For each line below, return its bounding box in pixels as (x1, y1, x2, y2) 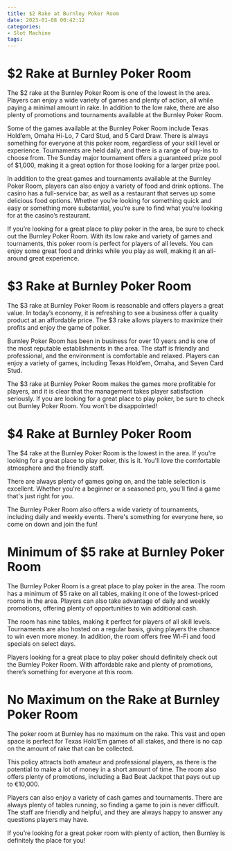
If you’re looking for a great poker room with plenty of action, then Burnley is (7, 829, 226, 837)
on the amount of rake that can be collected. (7, 744, 134, 753)
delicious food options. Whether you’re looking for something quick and (7, 197, 212, 205)
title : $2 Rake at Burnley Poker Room (7, 10, 119, 17)
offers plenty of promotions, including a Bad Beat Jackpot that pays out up (7, 772, 220, 780)
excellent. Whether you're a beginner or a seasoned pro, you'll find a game (7, 484, 221, 493)
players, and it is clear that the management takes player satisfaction (7, 387, 204, 395)
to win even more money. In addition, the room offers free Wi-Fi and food (7, 632, 216, 640)
